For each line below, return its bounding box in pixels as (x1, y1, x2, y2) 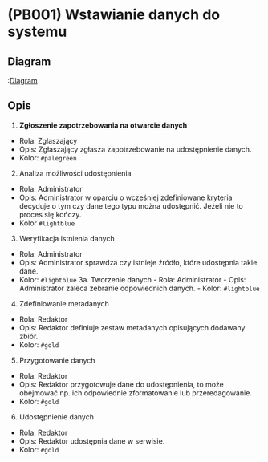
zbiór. (18, 331, 39, 341)
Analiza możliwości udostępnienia (18, 168, 132, 178)
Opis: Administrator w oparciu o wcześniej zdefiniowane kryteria (18, 192, 233, 202)
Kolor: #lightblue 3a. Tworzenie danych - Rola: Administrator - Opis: (18, 274, 246, 284)
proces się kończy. (18, 209, 82, 219)
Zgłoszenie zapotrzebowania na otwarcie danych (18, 120, 188, 130)
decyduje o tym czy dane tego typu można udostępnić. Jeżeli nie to (18, 201, 244, 210)
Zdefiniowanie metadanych (18, 298, 110, 308)
